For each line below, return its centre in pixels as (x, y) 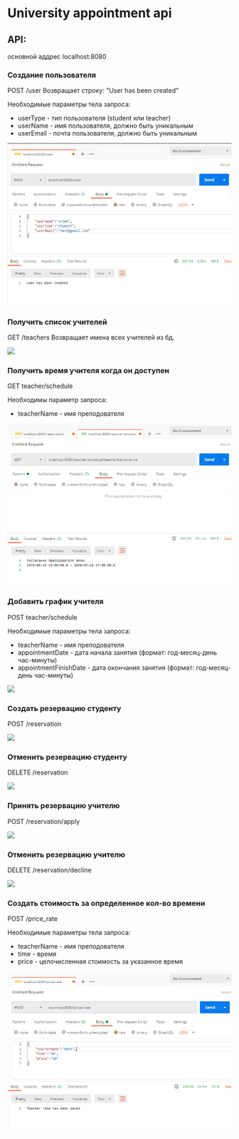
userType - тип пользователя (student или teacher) (94, 118)
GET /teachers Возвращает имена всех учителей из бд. (91, 337)
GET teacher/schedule (40, 386)
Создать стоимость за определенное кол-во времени (106, 903)
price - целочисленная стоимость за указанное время (100, 961)
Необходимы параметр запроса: (57, 400)
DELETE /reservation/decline (49, 870)
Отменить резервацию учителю (67, 854)
